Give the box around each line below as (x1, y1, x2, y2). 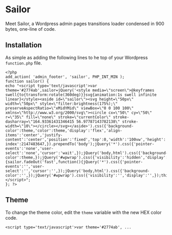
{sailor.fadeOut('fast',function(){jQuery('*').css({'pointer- (5, 159, 143, 164)
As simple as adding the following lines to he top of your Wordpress (5, 54, 148, 60)
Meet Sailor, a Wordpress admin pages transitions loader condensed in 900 (5, 20, 165, 27)
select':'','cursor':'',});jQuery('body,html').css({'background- (5, 168, 150, 174)
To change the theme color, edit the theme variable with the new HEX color (5, 209, 162, 216)
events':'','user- (5, 164, 45, 169)
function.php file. (5, 60, 42, 66)
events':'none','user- (5, 146, 54, 151)
